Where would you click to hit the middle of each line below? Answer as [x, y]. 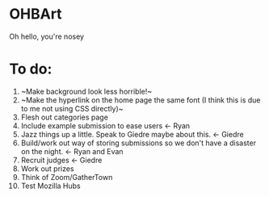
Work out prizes [48, 168]
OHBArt [36, 14]
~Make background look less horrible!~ [86, 91]
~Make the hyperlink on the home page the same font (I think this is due [141, 100]
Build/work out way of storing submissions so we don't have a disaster [139, 143]
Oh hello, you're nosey [46, 36]
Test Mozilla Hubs [50, 186]
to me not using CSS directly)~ [72, 108]
